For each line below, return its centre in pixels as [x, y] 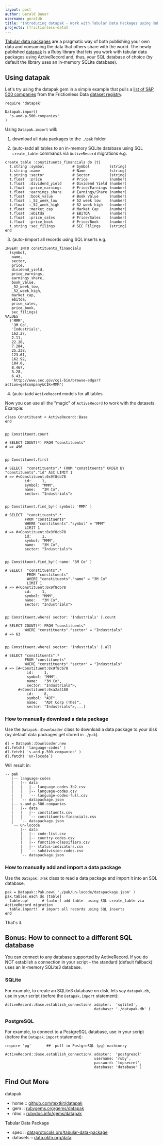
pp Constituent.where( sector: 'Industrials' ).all [58, 647]
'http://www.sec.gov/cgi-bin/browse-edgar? [56, 380]
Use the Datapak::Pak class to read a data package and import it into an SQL [81, 878]
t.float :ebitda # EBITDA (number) [68, 213]
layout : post [18, 9]
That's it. [14, 922]
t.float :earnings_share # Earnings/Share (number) [68, 192]
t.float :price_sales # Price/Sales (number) [68, 218]
